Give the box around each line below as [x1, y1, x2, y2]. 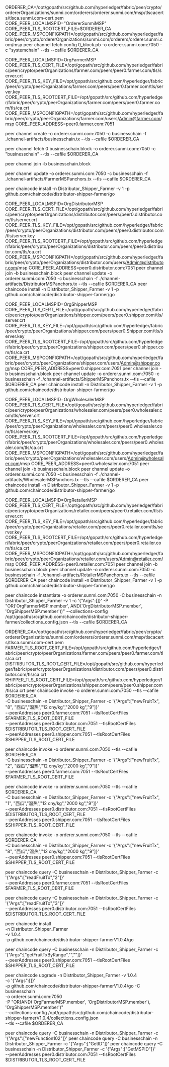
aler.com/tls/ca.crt [5, 444, 44, 451]
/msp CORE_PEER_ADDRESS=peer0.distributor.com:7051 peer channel [17, 265, 163, 271]
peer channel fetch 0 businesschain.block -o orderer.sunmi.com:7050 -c [5, 146, 156, 151]
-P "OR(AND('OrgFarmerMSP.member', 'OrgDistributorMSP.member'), [5, 999, 151, 1005]
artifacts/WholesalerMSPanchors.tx [5, 477, 79, 482]
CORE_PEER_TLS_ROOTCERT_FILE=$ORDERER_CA [5, 26, 112, 32]
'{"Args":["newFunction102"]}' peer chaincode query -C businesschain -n [5, 1035, 158, 1041]
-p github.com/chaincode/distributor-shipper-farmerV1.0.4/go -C [5, 983, 140, 989]
